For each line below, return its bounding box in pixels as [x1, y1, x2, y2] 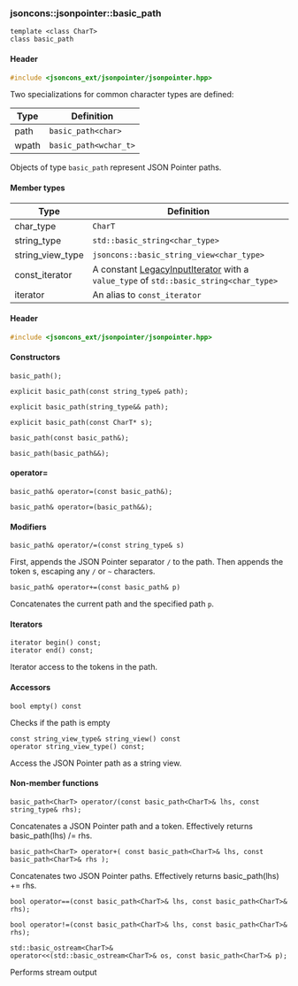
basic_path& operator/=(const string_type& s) [10, 541, 185, 551]
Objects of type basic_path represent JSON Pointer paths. [10, 162, 222, 173]
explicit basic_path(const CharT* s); [10, 418, 153, 427]
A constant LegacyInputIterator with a [92, 263, 249, 275]
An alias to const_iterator [92, 289, 202, 301]
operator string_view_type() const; [10, 742, 145, 751]
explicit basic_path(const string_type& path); [10, 387, 189, 396]
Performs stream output [10, 967, 97, 977]
